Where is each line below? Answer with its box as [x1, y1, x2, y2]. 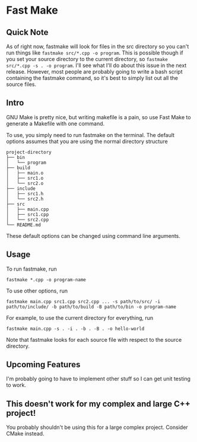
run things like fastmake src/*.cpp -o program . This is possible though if [6, 49, 183, 56]
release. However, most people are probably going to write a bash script [6, 68, 183, 75]
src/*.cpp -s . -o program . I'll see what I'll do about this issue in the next [6, 62, 187, 69]
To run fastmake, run [6, 265, 58, 272]
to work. [6, 381, 27, 389]
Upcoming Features [6, 360, 81, 370]
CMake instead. [6, 430, 45, 437]
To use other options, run [6, 287, 68, 294]
